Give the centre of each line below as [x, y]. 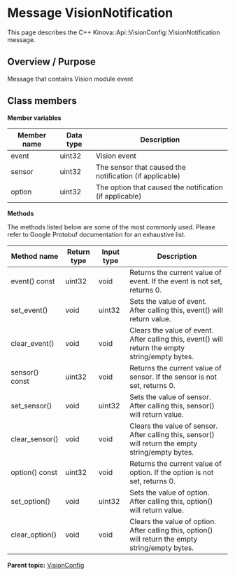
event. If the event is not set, [176, 281]
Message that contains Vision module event [70, 79]
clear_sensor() [35, 438]
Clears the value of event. [171, 330]
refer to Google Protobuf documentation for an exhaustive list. [97, 234]
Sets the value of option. [169, 493]
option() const [34, 472]
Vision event [116, 156]
